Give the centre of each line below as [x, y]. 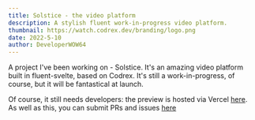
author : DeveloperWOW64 [47, 45]
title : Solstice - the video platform [72, 15]
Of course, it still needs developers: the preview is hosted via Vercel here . [128, 99]
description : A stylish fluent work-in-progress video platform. [118, 23]
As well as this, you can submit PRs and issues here [92, 108]
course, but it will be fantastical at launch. [76, 84]
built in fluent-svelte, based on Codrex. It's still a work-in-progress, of [122, 76]
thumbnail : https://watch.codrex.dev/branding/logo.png [102, 30]
